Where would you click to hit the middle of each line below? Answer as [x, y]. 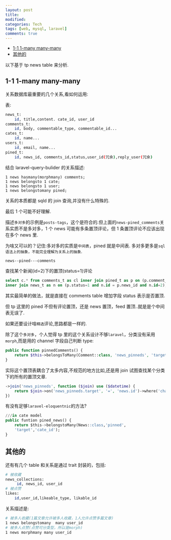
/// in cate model [24, 416]
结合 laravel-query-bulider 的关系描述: [45, 167]
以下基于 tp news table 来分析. [37, 65]
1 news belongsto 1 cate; [33, 182]
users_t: [15, 143]
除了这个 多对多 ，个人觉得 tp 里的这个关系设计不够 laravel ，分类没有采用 [80, 335]
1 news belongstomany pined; [36, 190]
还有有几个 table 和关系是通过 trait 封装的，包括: [56, 465]
